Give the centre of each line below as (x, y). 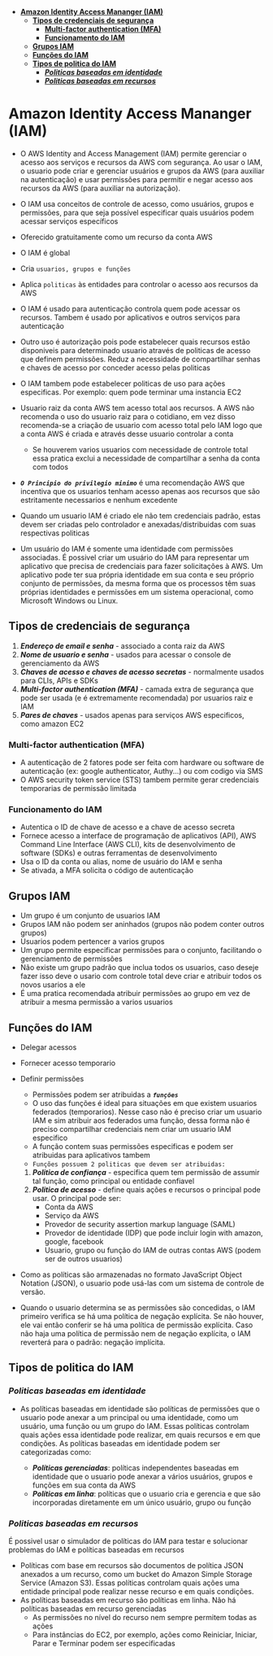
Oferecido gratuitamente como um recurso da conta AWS (116, 237)
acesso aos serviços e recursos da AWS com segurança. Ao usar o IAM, (141, 162)
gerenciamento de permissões (71, 959)
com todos (50, 466)
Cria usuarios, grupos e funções (76, 269)
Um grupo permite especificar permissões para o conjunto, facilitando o (141, 950)
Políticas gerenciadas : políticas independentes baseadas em (136, 1467)
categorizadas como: (56, 1452)
